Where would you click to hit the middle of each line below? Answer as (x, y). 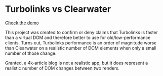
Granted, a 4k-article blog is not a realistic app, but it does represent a (77, 63)
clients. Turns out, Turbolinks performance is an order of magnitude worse (81, 42)
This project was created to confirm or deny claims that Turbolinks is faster (81, 32)
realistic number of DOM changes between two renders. (62, 68)
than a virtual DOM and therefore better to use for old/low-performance (78, 38)
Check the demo (22, 23)
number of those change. (31, 53)
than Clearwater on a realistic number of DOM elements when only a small (81, 48)
